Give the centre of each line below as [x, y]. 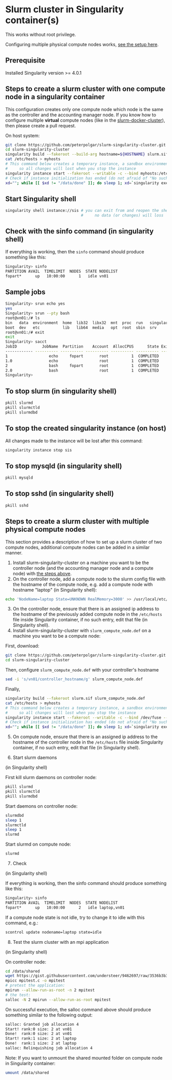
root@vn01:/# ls [23, 318]
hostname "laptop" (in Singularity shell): [55, 590]
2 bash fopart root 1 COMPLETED [82, 365]
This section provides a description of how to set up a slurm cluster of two [84, 542]
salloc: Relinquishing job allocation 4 [49, 1048]
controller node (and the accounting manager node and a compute [83, 568]
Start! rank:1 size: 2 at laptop [41, 1039]
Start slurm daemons [35, 758]
